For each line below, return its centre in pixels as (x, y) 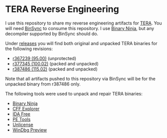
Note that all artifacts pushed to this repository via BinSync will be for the (80, 78)
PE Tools (21, 119)
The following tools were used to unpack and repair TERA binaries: (74, 93)
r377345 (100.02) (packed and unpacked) (55, 63)
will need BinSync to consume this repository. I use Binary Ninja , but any (80, 28)
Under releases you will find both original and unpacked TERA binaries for (81, 43)
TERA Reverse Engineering (62, 9)
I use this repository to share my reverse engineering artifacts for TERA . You (83, 23)
